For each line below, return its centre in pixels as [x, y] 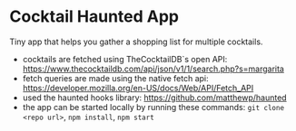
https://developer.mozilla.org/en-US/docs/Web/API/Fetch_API [138, 88]
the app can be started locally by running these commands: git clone [153, 107]
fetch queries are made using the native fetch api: [115, 78]
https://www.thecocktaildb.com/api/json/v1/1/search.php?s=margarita [153, 69]
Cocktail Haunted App [94, 17]
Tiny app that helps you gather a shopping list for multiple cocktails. [136, 42]
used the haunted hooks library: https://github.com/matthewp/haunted [155, 98]
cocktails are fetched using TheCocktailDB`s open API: [125, 59]
